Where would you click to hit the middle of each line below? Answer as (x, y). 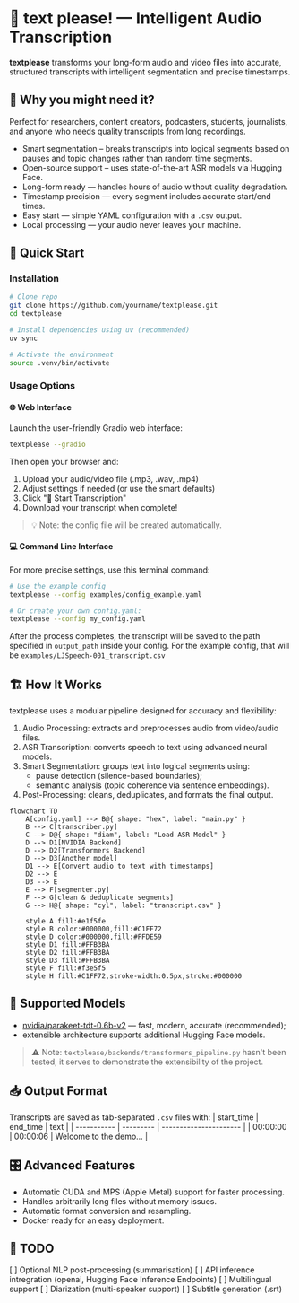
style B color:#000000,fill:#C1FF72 (94, 929)
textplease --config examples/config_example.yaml (106, 595)
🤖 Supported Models (68, 1004)
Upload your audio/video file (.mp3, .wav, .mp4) (111, 478)
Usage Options (43, 386)
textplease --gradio (48, 444)
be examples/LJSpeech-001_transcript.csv (87, 655)
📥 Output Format (58, 1091)
